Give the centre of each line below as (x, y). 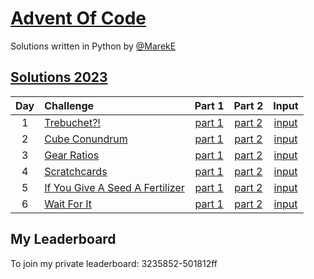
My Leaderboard (63, 239)
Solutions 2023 (59, 77)
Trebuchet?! (72, 122)
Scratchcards (76, 171)
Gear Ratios (72, 155)
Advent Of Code (78, 18)
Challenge (69, 105)
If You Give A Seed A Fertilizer (114, 187)
